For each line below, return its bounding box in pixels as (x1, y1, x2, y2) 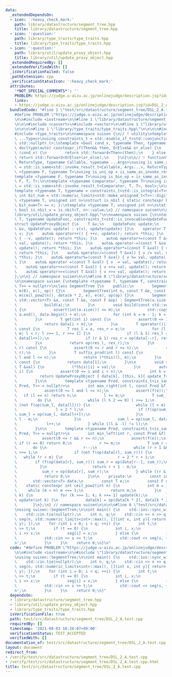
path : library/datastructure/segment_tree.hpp (14, 21, 116, 27)
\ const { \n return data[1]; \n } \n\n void (14, 359, 164, 365)
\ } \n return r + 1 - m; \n (14, 464, 137, 469)
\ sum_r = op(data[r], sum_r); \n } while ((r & (14, 469, 166, 474)
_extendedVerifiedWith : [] (10, 64, 68, 70)
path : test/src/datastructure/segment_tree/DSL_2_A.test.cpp (10, 616, 143, 622)
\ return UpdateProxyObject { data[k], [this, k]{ (14, 374, 145, 379)
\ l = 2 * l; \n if (14, 407, 143, 412)
